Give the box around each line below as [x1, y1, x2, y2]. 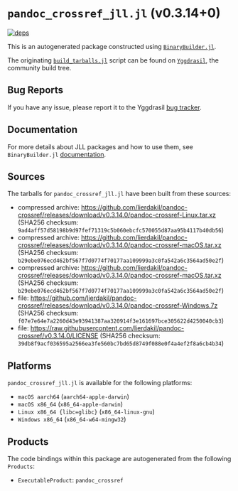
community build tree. [7, 63, 72, 72]
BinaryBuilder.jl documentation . [7, 150, 107, 158]
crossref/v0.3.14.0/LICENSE [17, 332, 99, 340]
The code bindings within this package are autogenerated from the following [7, 455, 232, 463]
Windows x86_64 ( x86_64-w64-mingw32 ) [17, 415, 126, 423]
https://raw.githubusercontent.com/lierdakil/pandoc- [30, 324, 185, 333]
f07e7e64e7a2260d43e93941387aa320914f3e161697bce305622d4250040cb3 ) [17, 316, 225, 325]
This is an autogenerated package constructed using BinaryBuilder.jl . [7, 42, 217, 50]
